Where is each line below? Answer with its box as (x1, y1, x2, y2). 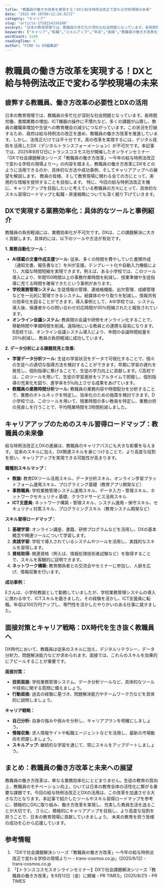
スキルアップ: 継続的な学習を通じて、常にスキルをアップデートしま (12, 742, 147, 748)
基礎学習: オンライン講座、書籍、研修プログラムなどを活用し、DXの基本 (12, 526, 157, 532)
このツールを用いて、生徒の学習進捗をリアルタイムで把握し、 (20, 374, 144, 380)
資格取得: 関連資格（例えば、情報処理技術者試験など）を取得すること (12, 551, 151, 557)
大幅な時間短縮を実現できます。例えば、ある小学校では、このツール (20, 268, 156, 274)
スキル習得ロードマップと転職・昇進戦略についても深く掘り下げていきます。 (5, 191, 158, 197)
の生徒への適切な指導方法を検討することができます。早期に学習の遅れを (12, 362, 157, 368)
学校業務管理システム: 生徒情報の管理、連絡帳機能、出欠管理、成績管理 (12, 287, 155, 293)
